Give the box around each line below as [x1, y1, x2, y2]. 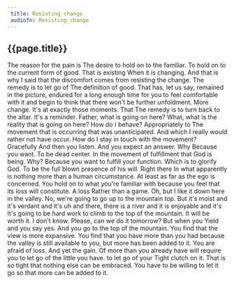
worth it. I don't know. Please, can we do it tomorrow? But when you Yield [7, 217, 219, 225]
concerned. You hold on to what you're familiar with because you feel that [7, 179, 220, 188]
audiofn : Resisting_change [10, 17, 89, 24]
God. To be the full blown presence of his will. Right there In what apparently [7, 165, 228, 173]
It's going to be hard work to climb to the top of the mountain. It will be [7, 209, 210, 218]
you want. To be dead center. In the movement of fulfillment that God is [7, 150, 212, 158]
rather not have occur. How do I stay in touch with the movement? [7, 135, 197, 144]
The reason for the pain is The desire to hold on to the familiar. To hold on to [7, 61, 226, 70]
